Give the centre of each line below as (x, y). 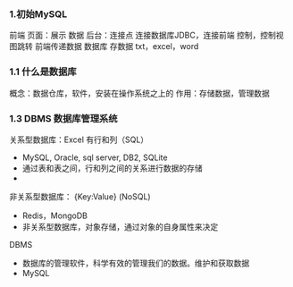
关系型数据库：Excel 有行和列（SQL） (79, 139)
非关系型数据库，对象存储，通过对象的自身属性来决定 (120, 226)
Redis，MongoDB (54, 215)
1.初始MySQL (38, 13)
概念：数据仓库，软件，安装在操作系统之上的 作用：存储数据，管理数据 (139, 93)
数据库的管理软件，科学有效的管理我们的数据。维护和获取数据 (136, 263)
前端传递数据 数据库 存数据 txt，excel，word (117, 46)
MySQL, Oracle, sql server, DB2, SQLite (95, 157)
